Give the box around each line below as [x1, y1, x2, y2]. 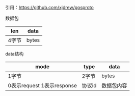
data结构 [5, 51, 24, 57]
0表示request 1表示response [8, 82, 77, 89]
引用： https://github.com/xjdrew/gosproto [5, 5, 94, 10]
